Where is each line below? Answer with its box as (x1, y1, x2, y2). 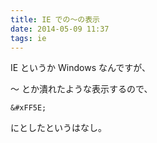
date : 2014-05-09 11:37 (10, 24, 110, 34)
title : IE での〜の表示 (10, 14, 100, 25)
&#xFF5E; (10, 103, 47, 113)
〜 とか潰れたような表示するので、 (10, 83, 153, 95)
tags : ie (10, 33, 47, 43)
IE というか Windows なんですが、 (10, 62, 152, 74)
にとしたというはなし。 (10, 122, 107, 134)
